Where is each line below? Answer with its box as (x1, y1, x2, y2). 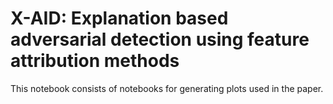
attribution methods (10, 50, 180, 72)
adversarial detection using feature (10, 28, 310, 51)
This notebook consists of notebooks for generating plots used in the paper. (10, 82, 324, 94)
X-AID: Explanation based (10, 7, 229, 30)
